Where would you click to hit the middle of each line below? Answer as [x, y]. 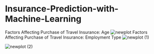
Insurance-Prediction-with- [62, 9]
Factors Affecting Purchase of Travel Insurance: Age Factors [76, 32]
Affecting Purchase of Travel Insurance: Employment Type [63, 37]
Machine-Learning [43, 19]
